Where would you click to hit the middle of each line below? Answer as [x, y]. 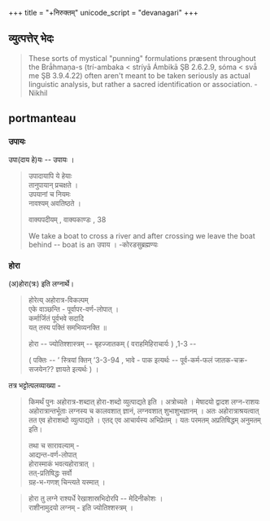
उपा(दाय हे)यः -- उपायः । [41, 160]
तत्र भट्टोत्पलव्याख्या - [35, 385]
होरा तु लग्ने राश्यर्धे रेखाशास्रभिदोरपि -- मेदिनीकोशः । [96, 498]
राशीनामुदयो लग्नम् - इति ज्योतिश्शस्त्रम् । [81, 507]
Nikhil [38, 93]
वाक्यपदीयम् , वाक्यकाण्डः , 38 [67, 219]
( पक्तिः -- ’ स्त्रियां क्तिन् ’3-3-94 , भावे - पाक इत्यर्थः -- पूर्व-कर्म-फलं [120, 360]
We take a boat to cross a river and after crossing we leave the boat [142, 235]
